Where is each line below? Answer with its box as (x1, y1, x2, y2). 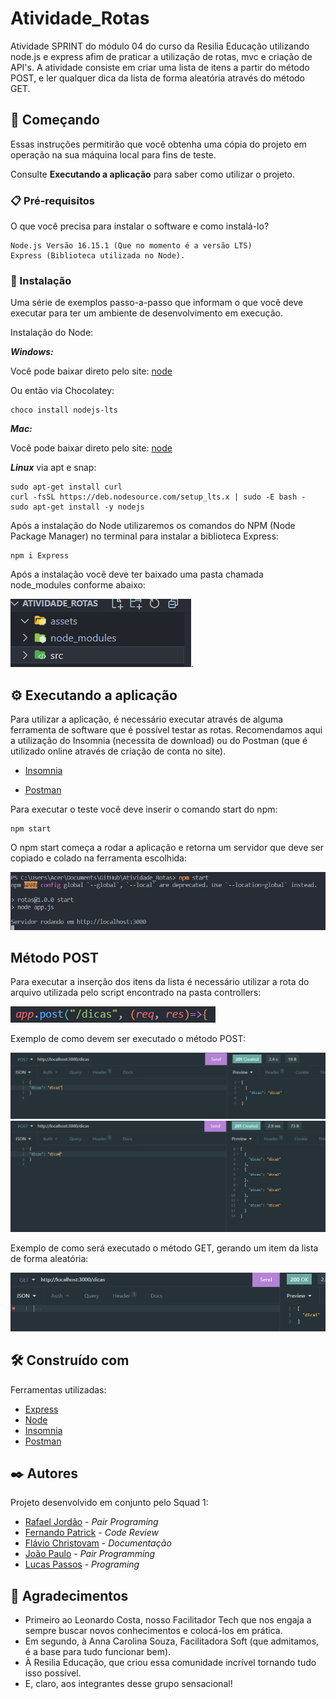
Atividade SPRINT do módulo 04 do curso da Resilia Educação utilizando (10, 40, 310, 52)
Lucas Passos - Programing (24, 1558, 140, 1571)
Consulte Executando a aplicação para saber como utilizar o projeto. (10, 168, 296, 180)
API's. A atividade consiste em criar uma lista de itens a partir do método (10, 61, 310, 73)
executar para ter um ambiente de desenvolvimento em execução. (10, 307, 283, 319)
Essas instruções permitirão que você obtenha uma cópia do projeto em (10, 138, 307, 150)
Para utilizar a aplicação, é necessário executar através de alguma (10, 713, 284, 726)
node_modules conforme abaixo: (10, 579, 146, 591)
